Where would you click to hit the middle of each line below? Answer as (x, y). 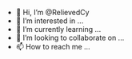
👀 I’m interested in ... (50, 21)
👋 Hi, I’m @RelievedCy (52, 12)
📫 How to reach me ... (53, 47)
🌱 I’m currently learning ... (58, 29)
